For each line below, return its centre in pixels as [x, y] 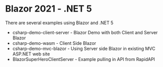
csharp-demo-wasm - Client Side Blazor [54, 43]
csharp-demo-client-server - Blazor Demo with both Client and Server [85, 32]
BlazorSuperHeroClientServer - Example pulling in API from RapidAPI [84, 59]
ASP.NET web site [31, 54]
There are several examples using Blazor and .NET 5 [59, 23]
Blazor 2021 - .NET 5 [49, 9]
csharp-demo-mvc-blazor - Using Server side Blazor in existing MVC [84, 48]
